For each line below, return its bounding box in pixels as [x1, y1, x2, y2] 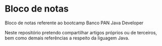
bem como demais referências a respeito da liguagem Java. [5, 35, 130, 41]
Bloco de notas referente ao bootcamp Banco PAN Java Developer [5, 20, 144, 26]
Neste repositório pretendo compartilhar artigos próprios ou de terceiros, [5, 29, 157, 35]
